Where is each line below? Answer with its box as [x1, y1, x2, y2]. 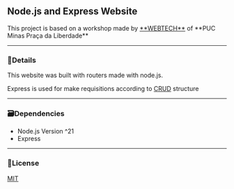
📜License [7, 158, 40, 168]
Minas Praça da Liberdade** [7, 31, 89, 40]
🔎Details [7, 55, 36, 65]
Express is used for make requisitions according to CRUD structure [7, 85, 199, 93]
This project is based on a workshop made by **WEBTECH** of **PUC [7, 24, 216, 32]
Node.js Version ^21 [17, 127, 75, 135]
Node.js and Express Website [7, 6, 138, 17]
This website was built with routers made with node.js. [7, 71, 164, 79]
